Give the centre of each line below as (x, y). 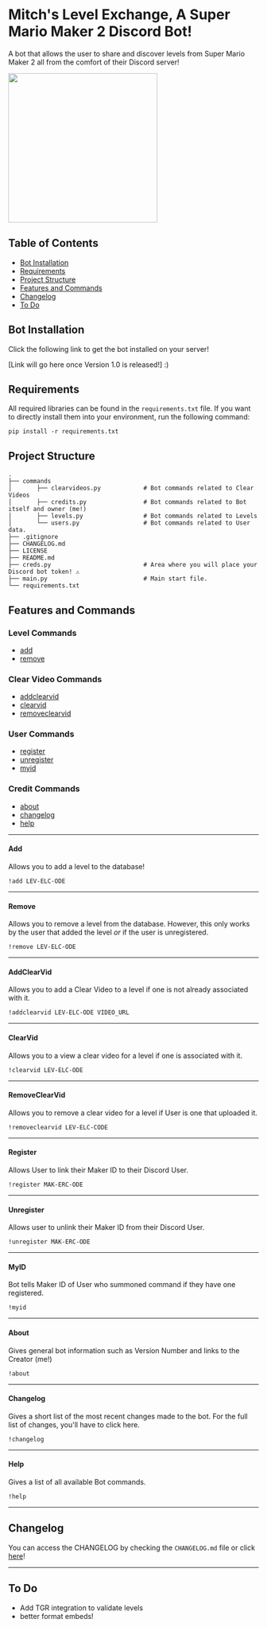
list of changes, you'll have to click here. (74, 1424)
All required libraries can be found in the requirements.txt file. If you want (130, 408)
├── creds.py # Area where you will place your (133, 565)
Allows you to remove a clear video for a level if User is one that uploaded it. (133, 1113)
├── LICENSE (28, 551)
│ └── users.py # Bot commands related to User (129, 523)
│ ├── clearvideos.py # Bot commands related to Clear (131, 488)
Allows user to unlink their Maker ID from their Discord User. (106, 1227)
